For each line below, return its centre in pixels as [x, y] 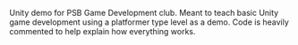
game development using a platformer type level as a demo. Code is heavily [149, 22]
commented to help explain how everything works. [102, 31]
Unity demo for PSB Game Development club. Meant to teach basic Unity [144, 13]
